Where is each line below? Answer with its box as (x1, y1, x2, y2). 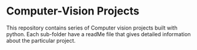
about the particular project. (6, 37, 76, 44)
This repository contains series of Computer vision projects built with (6, 24, 178, 31)
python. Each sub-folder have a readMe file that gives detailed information (6, 30, 191, 37)
